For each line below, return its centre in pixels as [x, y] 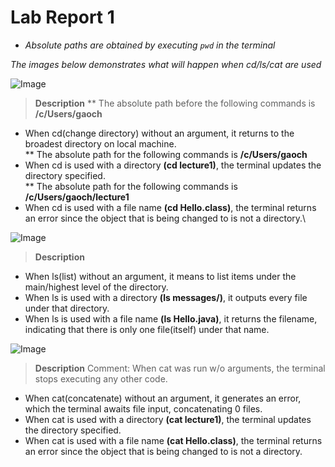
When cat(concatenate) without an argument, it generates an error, [163, 398]
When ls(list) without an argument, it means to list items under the [160, 276]
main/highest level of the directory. [96, 287]
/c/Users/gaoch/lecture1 [77, 197]
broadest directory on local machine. [100, 143]
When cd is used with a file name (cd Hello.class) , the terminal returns [170, 207]
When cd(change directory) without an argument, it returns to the [159, 133]
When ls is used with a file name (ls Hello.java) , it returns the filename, [171, 318]
